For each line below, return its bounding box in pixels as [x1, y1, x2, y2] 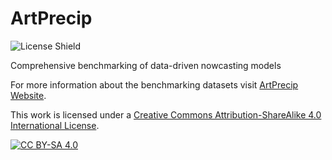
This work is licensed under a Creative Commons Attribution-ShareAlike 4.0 [10, 108, 322, 121]
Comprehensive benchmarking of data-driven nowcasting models [10, 59, 282, 71]
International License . [10, 119, 100, 131]
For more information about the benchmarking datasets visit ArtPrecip [10, 78, 299, 91]
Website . [10, 89, 47, 101]
